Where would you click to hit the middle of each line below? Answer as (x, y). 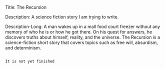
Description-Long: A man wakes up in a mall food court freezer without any (83, 26)
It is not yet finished (30, 61)
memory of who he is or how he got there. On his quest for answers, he (79, 32)
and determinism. (23, 48)
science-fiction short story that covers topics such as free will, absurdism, (82, 42)
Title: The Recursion (26, 7)
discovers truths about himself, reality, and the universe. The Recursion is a (83, 37)
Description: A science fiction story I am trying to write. (62, 17)
